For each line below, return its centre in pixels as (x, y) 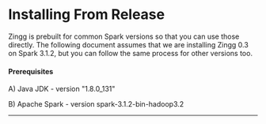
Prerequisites (31, 71)
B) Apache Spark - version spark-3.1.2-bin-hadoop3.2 (96, 104)
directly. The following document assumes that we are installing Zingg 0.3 (129, 44)
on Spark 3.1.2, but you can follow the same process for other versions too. (131, 53)
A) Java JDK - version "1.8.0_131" (62, 89)
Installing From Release (86, 15)
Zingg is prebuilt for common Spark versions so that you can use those (124, 36)
